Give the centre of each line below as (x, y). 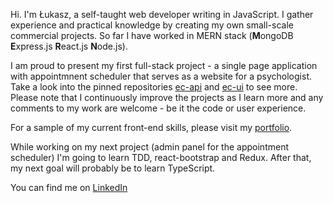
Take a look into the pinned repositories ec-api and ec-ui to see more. (154, 87)
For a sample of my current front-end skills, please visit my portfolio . (151, 127)
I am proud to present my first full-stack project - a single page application (164, 65)
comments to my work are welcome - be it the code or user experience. (158, 108)
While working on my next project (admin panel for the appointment (149, 147)
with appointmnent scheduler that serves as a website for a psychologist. (161, 76)
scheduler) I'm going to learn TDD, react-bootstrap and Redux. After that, (161, 157)
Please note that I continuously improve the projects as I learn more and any (167, 97)
